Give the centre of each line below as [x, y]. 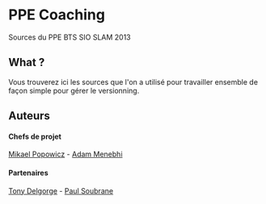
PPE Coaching [57, 15]
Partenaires [28, 173]
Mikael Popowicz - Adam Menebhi [65, 154]
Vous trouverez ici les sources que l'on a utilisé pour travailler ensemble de [133, 81]
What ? [27, 62]
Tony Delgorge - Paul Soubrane [61, 190]
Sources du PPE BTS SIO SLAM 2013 [70, 37]
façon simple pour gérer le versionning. [74, 90]
